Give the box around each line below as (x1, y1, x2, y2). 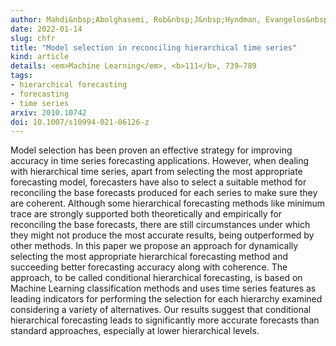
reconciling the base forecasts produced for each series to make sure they (10, 187, 318, 199)
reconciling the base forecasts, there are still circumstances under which (10, 219, 311, 231)
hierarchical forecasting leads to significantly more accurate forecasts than (10, 314, 320, 326)
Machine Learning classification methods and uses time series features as (10, 282, 317, 295)
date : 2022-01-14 (10, 24, 83, 34)
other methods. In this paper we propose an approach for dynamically (10, 240, 299, 252)
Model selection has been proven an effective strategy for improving (10, 144, 293, 156)
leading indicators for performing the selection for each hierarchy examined (10, 293, 323, 305)
